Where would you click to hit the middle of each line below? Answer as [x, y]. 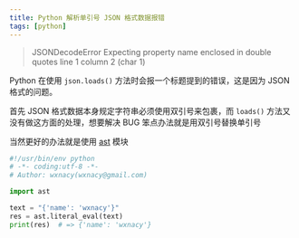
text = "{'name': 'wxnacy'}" [64, 208]
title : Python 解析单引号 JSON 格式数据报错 [87, 18]
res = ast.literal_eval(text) [67, 216]
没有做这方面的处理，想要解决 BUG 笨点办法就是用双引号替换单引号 [135, 122]
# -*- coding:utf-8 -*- [54, 167]
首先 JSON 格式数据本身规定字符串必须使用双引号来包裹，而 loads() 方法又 [150, 110]
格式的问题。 [33, 91]
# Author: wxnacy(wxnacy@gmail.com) [78, 176]
